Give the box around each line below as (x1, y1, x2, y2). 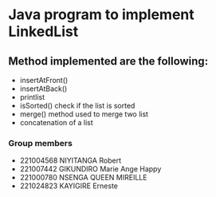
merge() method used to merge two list (19, 109, 149, 119)
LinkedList (8, 22, 79, 41)
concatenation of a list (19, 118, 93, 127)
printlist (19, 93, 45, 101)
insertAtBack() (19, 84, 68, 93)
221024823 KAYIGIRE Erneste (19, 181, 118, 191)
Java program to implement (8, 6, 194, 24)
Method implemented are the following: (8, 54, 209, 68)
